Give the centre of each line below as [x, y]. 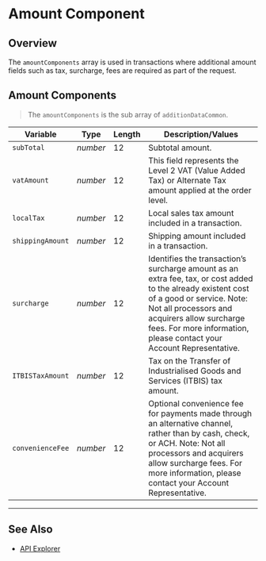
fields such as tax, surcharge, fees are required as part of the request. [122, 71]
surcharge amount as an [194, 268]
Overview [33, 43]
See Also [30, 530]
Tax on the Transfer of [190, 360]
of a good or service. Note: [198, 298]
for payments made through [200, 413]
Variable [41, 134]
